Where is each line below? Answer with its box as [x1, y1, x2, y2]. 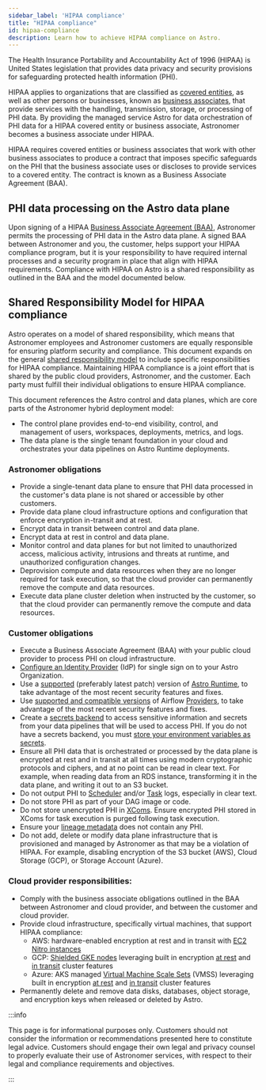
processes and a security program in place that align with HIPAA [8, 256, 218, 266]
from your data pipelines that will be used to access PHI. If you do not [19, 721, 247, 731]
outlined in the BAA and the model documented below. [8, 273, 186, 283]
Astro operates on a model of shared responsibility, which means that [8, 329, 235, 339]
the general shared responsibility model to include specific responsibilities [8, 354, 251, 364]
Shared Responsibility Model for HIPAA [8, 296, 205, 310]
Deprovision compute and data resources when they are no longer [19, 566, 237, 575]
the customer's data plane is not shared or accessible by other [19, 490, 224, 499]
